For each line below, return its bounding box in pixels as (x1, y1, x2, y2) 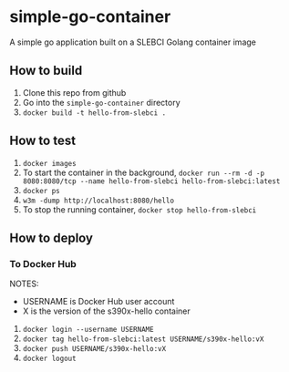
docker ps (22, 186, 61, 195)
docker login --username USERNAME (22, 325, 154, 335)
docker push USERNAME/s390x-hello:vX (22, 345, 167, 354)
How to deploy (9, 230, 94, 245)
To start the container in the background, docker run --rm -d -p (22, 167, 265, 178)
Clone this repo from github (22, 87, 127, 98)
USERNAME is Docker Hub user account (22, 296, 175, 307)
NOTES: (9, 278, 39, 289)
